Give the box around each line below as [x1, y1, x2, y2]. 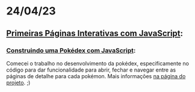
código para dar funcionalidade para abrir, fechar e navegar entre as [6, 66, 176, 73]
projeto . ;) [6, 79, 31, 86]
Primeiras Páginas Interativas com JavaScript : [6, 28, 184, 38]
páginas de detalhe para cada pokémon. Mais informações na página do [6, 72, 186, 79]
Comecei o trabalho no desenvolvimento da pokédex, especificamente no [6, 60, 190, 67]
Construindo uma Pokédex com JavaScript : [6, 46, 136, 55]
